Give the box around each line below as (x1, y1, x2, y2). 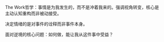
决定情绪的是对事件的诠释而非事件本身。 (5, 21, 87, 27)
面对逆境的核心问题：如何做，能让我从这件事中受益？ (5, 32, 114, 37)
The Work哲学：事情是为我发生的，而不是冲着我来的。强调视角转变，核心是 (5, 4, 160, 10)
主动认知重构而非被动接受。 (5, 10, 62, 16)
